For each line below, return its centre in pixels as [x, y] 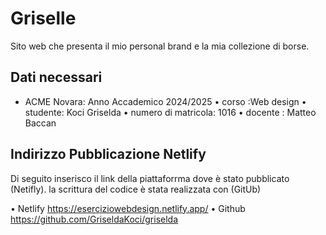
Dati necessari [56, 77]
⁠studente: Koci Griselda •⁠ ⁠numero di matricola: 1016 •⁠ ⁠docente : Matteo [170, 112]
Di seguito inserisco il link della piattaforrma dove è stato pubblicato [150, 178]
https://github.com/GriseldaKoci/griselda [94, 219]
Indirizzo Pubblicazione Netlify [108, 154]
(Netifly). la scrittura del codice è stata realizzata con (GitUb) [136, 189]
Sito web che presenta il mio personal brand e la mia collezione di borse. [160, 46]
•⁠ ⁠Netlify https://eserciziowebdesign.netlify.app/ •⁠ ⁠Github [128, 208]
